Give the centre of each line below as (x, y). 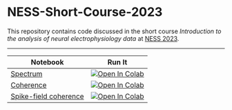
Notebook (47, 62)
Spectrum (27, 73)
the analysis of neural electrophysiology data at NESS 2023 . (93, 38)
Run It (117, 62)
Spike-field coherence (47, 96)
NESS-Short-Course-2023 (85, 12)
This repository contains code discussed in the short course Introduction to (114, 31)
